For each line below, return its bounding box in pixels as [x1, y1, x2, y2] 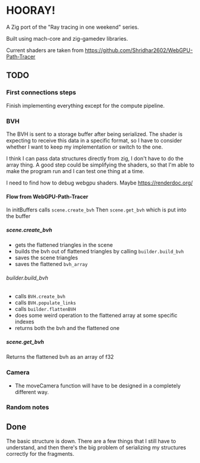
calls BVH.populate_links [14, 299, 76, 306]
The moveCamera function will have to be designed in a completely [14, 382, 181, 389]
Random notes [6, 403, 50, 411]
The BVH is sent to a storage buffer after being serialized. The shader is [6, 130, 183, 138]
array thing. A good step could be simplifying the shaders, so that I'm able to [6, 161, 195, 168]
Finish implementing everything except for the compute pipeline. [6, 102, 165, 109]
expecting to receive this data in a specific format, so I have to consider [6, 137, 182, 144]
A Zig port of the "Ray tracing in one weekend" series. [6, 23, 139, 31]
